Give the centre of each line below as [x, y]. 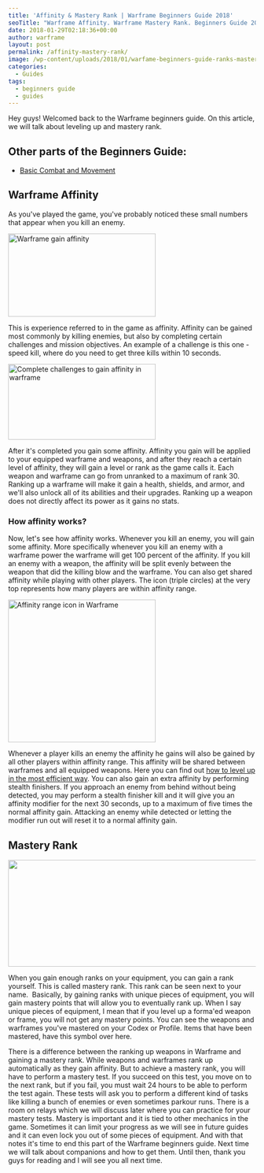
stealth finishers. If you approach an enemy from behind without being [122, 787]
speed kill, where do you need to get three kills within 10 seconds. [115, 353]
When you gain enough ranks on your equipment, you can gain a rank [121, 978]
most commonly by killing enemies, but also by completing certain [115, 336]
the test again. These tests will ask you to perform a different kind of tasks [128, 1093]
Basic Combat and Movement [67, 171]
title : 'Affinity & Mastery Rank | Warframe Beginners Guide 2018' [121, 15]
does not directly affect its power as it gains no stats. [93, 501]
